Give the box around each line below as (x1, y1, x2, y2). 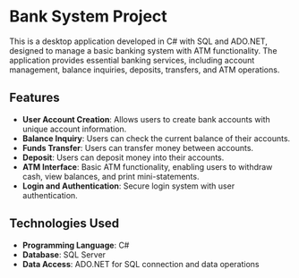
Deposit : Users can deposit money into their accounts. (21, 152, 225, 163)
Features (9, 90, 60, 105)
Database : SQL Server (21, 249, 106, 260)
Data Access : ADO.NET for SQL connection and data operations (21, 258, 260, 269)
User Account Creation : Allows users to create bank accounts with (21, 114, 270, 124)
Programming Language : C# (21, 240, 130, 250)
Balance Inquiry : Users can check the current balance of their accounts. (21, 132, 291, 144)
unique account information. (21, 123, 127, 134)
